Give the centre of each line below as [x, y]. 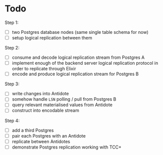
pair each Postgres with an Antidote [49, 136]
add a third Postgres [33, 130]
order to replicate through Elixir [44, 69]
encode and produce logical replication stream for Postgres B [75, 74]
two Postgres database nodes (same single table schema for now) [80, 32]
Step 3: [12, 84]
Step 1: [11, 22]
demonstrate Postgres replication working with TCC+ [67, 147]
